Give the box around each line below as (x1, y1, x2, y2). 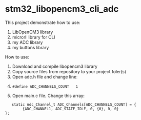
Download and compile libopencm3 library (12, 63, 98, 69)
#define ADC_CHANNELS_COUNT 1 (12, 84, 78, 89)
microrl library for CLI (12, 34, 55, 40)
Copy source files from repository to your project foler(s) (12, 68, 126, 74)
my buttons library (12, 44, 49, 50)
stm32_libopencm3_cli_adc (5, 3, 119, 15)
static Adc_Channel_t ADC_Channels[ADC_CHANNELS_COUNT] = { (11, 102, 137, 107)
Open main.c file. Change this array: (12, 93, 85, 99)
